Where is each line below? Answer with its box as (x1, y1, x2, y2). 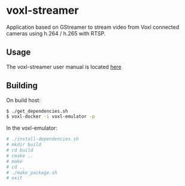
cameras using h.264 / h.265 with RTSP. (6, 29, 106, 37)
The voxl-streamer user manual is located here (6, 63, 122, 70)
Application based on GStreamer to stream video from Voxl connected (6, 23, 180, 31)
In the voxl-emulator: (6, 124, 58, 132)
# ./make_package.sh (6, 169, 58, 176)
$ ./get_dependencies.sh (6, 108, 68, 114)
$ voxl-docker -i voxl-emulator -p (6, 113, 95, 120)
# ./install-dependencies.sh (6, 136, 79, 142)
